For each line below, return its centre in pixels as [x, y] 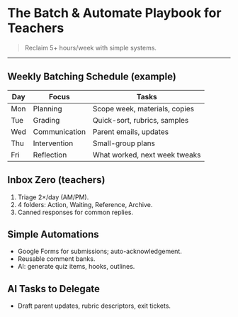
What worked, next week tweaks [147, 155]
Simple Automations [53, 234]
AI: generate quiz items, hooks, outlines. [76, 267]
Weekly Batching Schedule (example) [92, 77]
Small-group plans [124, 143]
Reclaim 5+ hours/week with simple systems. [91, 48]
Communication [59, 131]
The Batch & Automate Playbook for [114, 13]
